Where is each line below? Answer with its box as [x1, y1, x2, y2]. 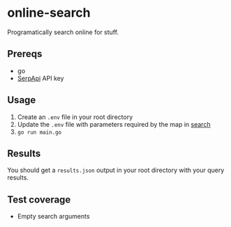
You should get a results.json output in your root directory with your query [7, 166, 225, 175]
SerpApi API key [17, 74, 64, 82]
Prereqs [7, 48, 43, 60]
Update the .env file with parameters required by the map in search [17, 120, 211, 128]
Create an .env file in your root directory [17, 113, 133, 121]
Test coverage [7, 194, 71, 205]
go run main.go [17, 129, 62, 136]
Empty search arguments [17, 212, 90, 221]
